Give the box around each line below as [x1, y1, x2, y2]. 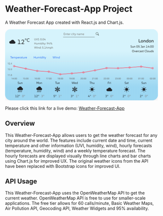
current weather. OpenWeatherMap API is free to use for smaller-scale [5, 195, 146, 201]
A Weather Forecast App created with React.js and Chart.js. [5, 19, 124, 25]
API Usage [5, 177, 37, 185]
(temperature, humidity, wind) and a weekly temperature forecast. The [5, 148, 146, 153]
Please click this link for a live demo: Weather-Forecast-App [5, 105, 125, 111]
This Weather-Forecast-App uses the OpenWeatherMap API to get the [5, 190, 145, 196]
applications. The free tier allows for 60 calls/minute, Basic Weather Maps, [5, 200, 154, 206]
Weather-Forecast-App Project [5, 3, 132, 15]
